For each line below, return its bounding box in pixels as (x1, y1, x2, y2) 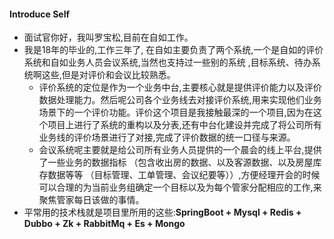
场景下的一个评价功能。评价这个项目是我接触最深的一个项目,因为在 (38, 106, 314, 119)
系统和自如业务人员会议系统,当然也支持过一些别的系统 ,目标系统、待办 (23, 56, 312, 69)
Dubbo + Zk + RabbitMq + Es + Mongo (23, 218, 186, 230)
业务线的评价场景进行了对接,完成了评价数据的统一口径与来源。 (38, 131, 296, 144)
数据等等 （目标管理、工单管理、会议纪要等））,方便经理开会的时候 (47, 169, 321, 181)
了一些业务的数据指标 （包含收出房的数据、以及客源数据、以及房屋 (38, 156, 314, 169)
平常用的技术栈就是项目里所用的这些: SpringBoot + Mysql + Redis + (23, 206, 302, 219)
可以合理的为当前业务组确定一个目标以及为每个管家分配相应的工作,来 (38, 181, 322, 194)
